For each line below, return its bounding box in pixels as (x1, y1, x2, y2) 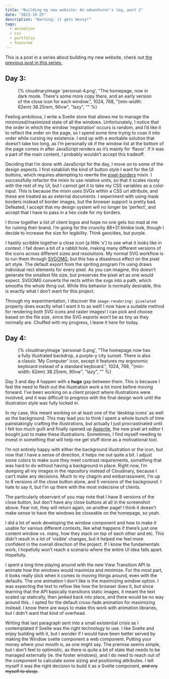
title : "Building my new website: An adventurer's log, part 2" (5, 7, 143, 13)
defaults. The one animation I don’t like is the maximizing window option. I (5, 578, 159, 584)
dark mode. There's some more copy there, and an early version (18, 93, 152, 99)
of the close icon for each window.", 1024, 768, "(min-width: (18, 98, 142, 104)
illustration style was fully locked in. (5, 400, 80, 406)
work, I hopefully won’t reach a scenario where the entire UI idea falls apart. (5, 547, 163, 553)
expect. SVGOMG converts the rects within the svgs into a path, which (5, 277, 151, 283)
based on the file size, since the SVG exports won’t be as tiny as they (5, 314, 149, 320)
